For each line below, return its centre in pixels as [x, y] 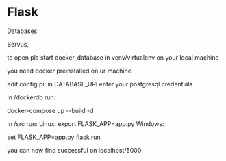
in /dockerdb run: [32, 97]
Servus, [18, 44]
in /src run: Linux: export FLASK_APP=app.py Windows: [86, 123]
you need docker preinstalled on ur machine [70, 71]
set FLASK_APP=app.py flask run [54, 137]
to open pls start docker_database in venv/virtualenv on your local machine [113, 57]
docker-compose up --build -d [50, 110]
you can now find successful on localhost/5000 [74, 150]
